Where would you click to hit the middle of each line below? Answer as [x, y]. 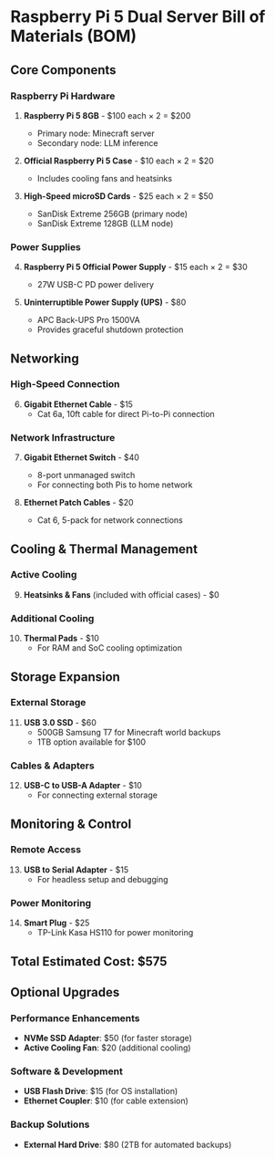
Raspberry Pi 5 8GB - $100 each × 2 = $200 [107, 115]
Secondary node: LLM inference [97, 142]
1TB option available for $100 [92, 742]
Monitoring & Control [71, 824]
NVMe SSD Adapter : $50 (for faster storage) [107, 1039]
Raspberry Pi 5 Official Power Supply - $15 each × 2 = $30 [136, 267]
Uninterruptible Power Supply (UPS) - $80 [105, 302]
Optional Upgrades [65, 992]
